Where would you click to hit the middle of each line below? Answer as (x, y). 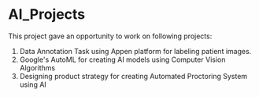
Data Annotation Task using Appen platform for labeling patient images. (135, 51)
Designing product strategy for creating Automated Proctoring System (133, 76)
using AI (33, 84)
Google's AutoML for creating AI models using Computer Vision (122, 59)
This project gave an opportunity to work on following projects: (110, 36)
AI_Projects (47, 14)
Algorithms (37, 67)
